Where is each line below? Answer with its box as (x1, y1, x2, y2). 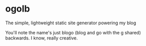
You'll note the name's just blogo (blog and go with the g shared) (5, 29, 141, 35)
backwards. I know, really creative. (5, 35, 78, 41)
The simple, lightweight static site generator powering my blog (5, 20, 136, 26)
